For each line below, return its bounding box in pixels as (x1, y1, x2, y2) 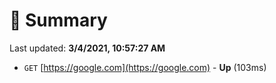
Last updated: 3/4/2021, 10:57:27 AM (9, 42, 166, 54)
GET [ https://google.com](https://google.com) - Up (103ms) (23, 61, 267, 73)
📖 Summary (9, 9, 108, 32)
